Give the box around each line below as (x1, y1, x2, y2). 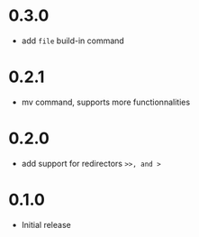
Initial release (21, 219, 71, 230)
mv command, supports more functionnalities (21, 96, 191, 107)
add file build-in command (21, 35, 125, 46)
